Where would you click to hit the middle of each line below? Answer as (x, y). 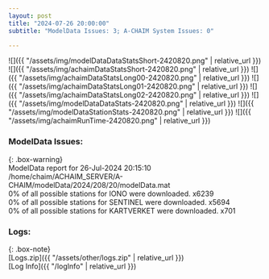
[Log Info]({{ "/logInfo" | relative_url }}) (72, 266)
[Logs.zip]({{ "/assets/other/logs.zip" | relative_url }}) (96, 257)
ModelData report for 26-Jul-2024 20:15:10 (80, 168)
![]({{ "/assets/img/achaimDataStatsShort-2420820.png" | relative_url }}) (129, 69)
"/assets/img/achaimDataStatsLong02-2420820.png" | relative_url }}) (134, 95)
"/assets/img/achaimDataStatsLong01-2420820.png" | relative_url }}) (134, 86)
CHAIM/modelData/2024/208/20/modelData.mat (89, 185)
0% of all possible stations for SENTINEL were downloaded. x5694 (119, 202)
